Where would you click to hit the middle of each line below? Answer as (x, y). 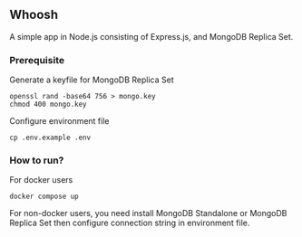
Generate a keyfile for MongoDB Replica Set (92, 80)
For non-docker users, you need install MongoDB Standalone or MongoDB (148, 213)
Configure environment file (59, 121)
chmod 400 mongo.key (49, 104)
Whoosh (34, 15)
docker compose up (44, 197)
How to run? (37, 160)
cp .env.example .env (50, 138)
